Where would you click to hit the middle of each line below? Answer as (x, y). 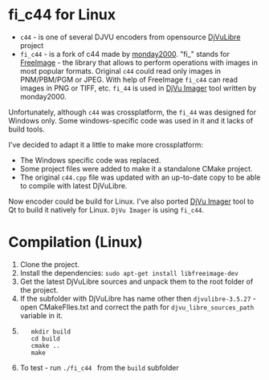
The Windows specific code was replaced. (90, 160)
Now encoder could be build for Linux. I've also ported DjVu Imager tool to (131, 201)
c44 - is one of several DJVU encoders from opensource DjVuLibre (130, 37)
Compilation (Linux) (75, 243)
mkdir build (51, 331)
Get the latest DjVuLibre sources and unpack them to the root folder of (137, 281)
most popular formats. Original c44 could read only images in (120, 71)
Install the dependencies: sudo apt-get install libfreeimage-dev (129, 273)
